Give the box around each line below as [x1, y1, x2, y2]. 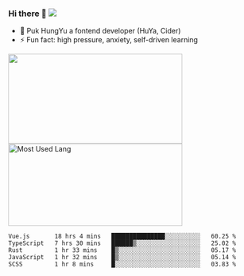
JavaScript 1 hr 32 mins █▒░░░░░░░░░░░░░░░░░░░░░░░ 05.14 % [8, 254, 237, 262]
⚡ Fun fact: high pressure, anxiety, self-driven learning [19, 35, 199, 45]
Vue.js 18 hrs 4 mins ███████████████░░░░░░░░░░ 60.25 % [8, 232, 237, 241]
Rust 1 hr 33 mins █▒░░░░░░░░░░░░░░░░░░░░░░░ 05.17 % [8, 246, 237, 254]
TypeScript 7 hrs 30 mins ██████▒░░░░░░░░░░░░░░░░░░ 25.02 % [8, 239, 237, 247]
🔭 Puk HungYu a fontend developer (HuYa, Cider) [19, 26, 181, 36]
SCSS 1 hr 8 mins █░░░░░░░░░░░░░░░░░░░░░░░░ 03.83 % [8, 260, 237, 269]
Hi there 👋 [8, 8, 48, 19]
